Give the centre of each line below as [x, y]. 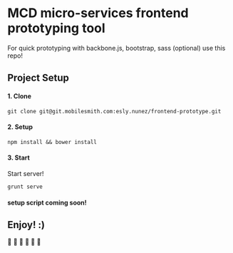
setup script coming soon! [47, 202]
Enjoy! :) [26, 225]
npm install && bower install [52, 142]
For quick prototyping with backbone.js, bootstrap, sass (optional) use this [116, 48]
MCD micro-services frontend [98, 13]
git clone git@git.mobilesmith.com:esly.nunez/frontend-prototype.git [114, 111]
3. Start [19, 158]
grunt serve [25, 187]
